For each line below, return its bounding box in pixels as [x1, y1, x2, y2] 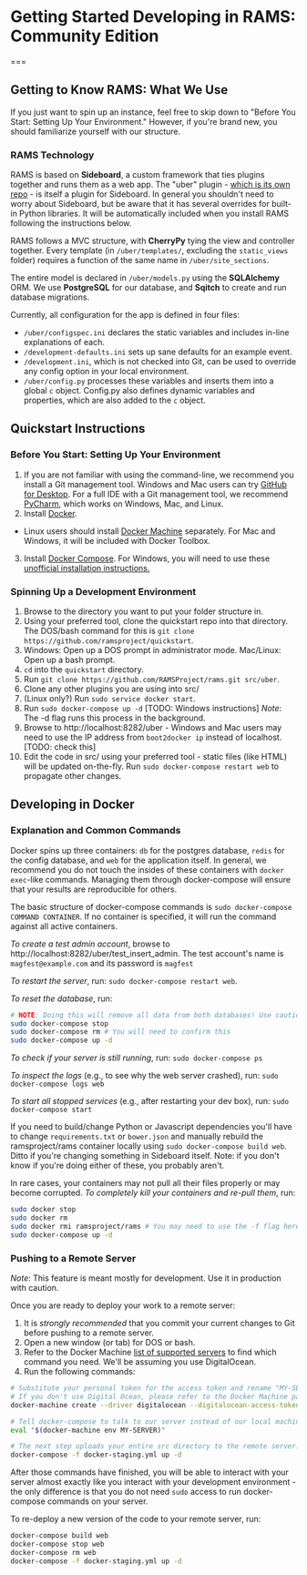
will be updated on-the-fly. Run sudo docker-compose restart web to [23, 761, 280, 772]
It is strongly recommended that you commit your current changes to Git [23, 1318, 295, 1329]
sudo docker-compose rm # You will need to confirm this [10, 1028, 231, 1037]
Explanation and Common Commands [10, 824, 181, 837]
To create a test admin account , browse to [10, 938, 171, 949]
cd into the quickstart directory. [23, 664, 144, 675]
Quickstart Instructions [10, 421, 146, 436]
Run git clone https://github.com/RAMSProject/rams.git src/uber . [23, 674, 281, 685]
